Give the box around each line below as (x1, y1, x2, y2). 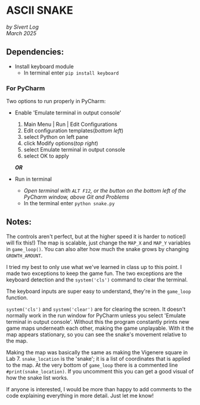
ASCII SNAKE (6, 4, 73, 17)
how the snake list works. (6, 374, 68, 381)
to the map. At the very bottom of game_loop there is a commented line (6, 361, 179, 369)
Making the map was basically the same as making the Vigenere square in (6, 348, 188, 355)
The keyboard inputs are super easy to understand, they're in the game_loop (6, 287, 192, 295)
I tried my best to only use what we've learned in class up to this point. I (6, 263, 182, 270)
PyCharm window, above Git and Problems (23, 193, 130, 200)
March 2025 (6, 29, 37, 36)
